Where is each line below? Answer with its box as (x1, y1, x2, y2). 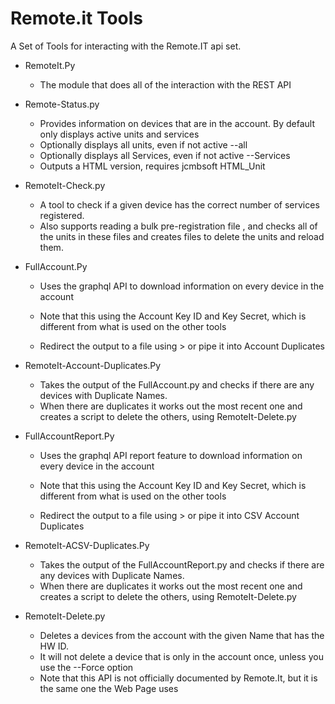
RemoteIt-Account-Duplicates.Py (24, 359, 162, 371)
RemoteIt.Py (24, 59, 76, 71)
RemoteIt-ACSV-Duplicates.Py (24, 539, 150, 551)
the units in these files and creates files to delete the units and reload (39, 230, 325, 242)
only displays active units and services (39, 128, 200, 140)
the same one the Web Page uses (39, 682, 179, 694)
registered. (39, 209, 85, 221)
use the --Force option (39, 661, 134, 673)
